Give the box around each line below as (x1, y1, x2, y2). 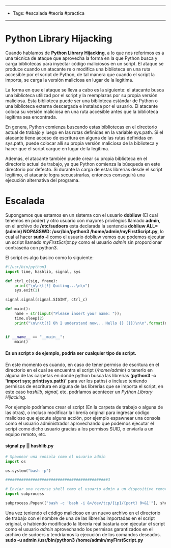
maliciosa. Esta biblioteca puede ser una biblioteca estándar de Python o (5, 98, 158, 104)
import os (5, 459, 26, 464)
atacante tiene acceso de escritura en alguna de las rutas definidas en (5, 134, 153, 141)
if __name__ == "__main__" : (5, 334, 65, 339)
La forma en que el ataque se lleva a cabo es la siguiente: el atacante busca (5, 86, 164, 93)
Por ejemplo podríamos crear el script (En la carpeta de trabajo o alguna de (5, 404, 163, 410)
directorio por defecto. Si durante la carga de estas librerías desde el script (5, 166, 163, 172)
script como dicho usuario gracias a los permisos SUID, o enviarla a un (5, 425, 154, 432)
